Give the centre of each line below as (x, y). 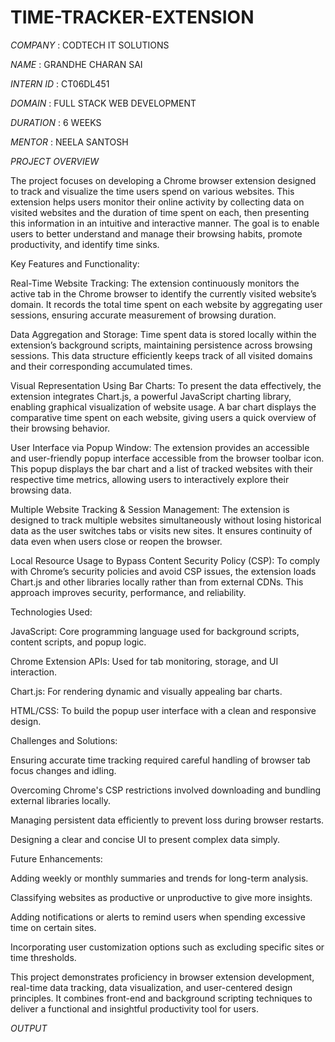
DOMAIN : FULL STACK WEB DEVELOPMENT (103, 103)
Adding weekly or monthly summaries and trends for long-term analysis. (159, 878)
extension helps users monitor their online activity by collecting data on (157, 202)
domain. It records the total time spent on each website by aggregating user (166, 304)
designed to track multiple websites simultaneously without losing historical (166, 520)
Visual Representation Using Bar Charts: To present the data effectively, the (166, 385)
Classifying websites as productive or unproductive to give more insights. (161, 897)
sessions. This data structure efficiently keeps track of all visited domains (161, 355)
